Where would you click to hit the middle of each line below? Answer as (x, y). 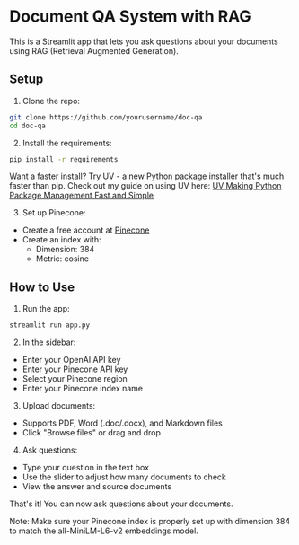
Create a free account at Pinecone (86, 230)
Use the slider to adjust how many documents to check (124, 477)
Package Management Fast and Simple (82, 196)
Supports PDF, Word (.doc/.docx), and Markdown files (122, 423)
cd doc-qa (28, 126)
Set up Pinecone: (54, 213)
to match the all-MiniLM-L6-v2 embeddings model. (104, 531)
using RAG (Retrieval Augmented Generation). (94, 50)
